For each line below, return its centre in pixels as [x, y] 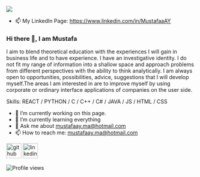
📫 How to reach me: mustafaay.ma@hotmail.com [76, 133]
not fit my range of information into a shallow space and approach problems [100, 64]
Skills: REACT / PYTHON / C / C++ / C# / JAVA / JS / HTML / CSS [87, 101]
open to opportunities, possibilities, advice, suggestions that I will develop [98, 77]
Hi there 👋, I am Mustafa [42, 38]
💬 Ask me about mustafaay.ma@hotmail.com [70, 126]
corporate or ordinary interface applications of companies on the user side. [99, 90]
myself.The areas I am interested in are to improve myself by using [88, 83]
